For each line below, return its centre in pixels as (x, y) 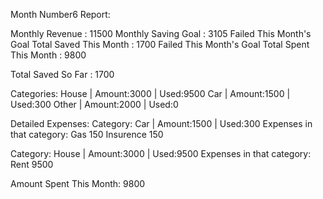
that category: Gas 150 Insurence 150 (87, 134)
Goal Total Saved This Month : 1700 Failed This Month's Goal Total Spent (160, 44)
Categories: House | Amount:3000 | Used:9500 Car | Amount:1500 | (150, 93)
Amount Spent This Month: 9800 (78, 183)
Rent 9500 (32, 164)
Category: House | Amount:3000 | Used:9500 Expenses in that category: (161, 153)
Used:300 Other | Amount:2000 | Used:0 (94, 104)
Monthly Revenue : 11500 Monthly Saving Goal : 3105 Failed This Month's (161, 33)
